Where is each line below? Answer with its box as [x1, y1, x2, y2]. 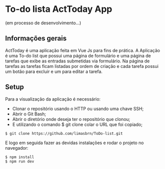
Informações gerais [5, 34, 67, 43]
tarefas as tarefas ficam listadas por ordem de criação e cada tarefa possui [5, 63, 159, 69]
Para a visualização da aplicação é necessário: [5, 96, 101, 102]
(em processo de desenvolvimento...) [5, 20, 82, 26]
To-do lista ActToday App [5, 3, 112, 15]
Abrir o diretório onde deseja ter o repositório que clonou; [12, 116, 130, 122]
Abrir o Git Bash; [12, 111, 46, 117]
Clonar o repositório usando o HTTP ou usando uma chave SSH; [12, 106, 144, 112]
